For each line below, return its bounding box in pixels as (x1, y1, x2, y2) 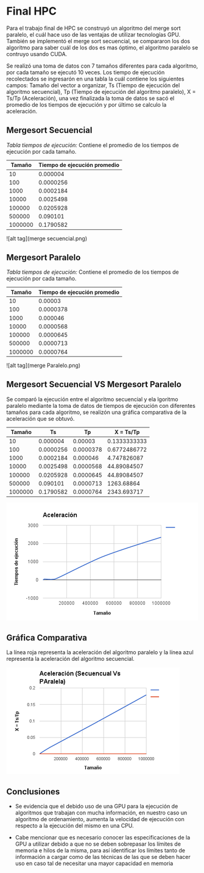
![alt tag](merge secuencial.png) (6, 235, 88, 242)
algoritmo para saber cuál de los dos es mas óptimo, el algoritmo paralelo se (6, 44, 199, 51)
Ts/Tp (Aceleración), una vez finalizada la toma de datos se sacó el (6, 94, 175, 102)
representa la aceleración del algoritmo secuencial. (6, 655, 135, 663)
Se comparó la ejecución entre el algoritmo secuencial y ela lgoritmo (6, 395, 178, 403)
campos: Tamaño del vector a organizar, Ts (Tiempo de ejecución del (6, 81, 180, 89)
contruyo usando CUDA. (6, 50, 68, 57)
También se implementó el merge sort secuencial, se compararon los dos (6, 37, 191, 45)
